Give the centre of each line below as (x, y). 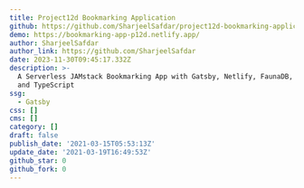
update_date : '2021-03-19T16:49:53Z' (81, 152)
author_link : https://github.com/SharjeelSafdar (103, 52)
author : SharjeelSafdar (54, 43)
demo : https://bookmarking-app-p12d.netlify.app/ (105, 34)
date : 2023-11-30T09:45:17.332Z (70, 60)
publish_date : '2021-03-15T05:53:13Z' (82, 144)
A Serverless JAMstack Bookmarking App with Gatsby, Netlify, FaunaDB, (156, 77)
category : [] (34, 127)
